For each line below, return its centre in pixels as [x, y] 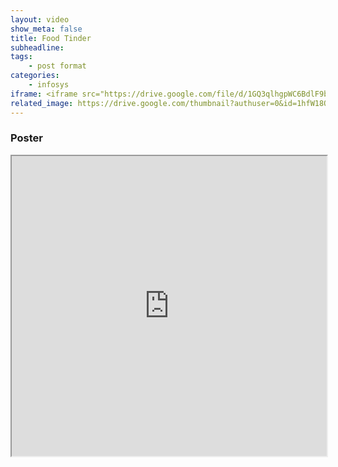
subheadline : [37, 47]
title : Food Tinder [51, 38]
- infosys [49, 85]
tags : [21, 57]
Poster [26, 138]
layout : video [40, 19]
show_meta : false [46, 29]
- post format [57, 66]
